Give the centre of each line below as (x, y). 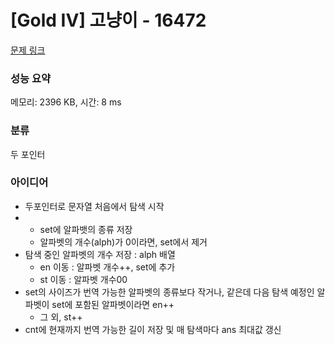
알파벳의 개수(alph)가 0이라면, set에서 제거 (123, 242)
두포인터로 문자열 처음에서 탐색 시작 (94, 206)
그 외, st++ (61, 317)
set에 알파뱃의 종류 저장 (86, 229)
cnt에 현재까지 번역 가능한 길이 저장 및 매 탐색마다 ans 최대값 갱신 (153, 329)
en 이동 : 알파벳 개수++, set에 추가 (107, 267)
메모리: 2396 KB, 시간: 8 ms (66, 102)
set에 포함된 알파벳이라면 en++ (113, 304)
